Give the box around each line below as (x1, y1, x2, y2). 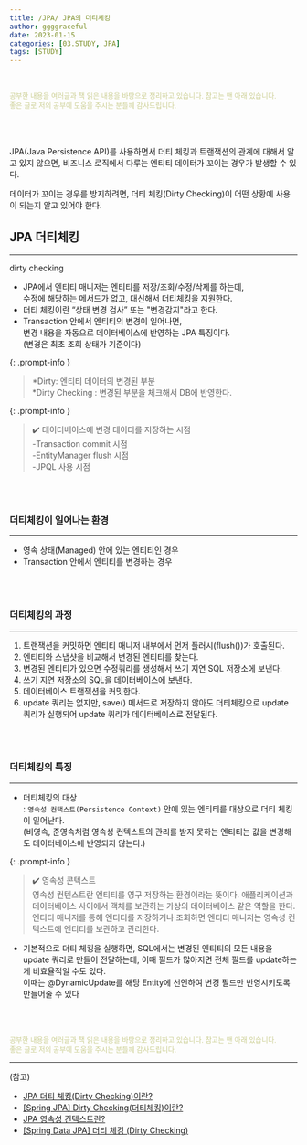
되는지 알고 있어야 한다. (18, 200, 102, 211)
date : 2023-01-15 (9, 30, 76, 39)
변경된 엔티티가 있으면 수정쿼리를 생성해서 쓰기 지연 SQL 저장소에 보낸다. (22, 663, 283, 673)
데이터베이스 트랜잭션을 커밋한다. (22, 685, 141, 696)
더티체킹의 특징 (9, 760, 73, 773)
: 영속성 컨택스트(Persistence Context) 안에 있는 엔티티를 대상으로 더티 (22, 803, 276, 814)
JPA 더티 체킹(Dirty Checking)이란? (22, 1090, 153, 1101)
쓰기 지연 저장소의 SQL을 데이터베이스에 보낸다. (22, 673, 193, 685)
